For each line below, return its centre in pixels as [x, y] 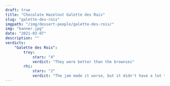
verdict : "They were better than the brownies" [83, 62]
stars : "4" [44, 57]
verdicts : [16, 43]
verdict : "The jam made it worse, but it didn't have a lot [97, 76]
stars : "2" [44, 71]
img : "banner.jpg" [25, 29]
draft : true [18, 10]
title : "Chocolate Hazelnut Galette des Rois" [55, 15]
